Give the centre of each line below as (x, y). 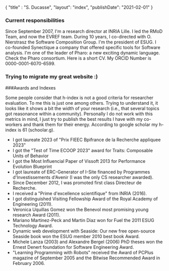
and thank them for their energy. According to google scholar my (91, 124)
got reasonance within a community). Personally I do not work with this (79, 114)
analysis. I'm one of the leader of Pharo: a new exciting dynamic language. (83, 53)
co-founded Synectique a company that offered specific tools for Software (83, 48)
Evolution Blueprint (32, 166)
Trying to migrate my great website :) (52, 77)
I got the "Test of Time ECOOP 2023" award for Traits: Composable (82, 150)
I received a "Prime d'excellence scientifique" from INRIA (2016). (80, 193)
